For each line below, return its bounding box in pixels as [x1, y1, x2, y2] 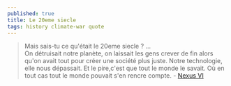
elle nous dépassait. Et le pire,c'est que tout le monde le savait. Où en [24, 64, 225, 73]
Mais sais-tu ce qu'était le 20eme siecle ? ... [24, 42, 151, 51]
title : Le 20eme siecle [7, 17, 77, 24]
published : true [7, 10, 54, 17]
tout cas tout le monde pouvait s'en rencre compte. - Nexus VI [24, 71, 204, 80]
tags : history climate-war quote [7, 23, 105, 30]
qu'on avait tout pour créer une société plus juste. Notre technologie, [24, 57, 223, 65]
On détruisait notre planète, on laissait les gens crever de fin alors [24, 49, 214, 58]
